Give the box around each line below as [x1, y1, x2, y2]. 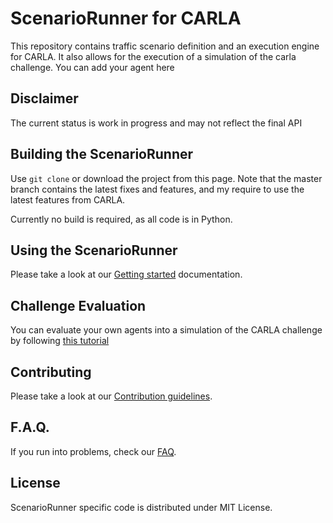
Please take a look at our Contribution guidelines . [10, 390, 213, 402]
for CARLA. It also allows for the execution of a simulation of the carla [10, 50, 297, 62]
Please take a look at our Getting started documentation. [10, 268, 243, 281]
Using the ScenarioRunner [10, 242, 178, 259]
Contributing [10, 363, 92, 381]
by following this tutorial [10, 335, 110, 347]
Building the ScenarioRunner [10, 146, 194, 163]
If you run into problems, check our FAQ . [10, 445, 177, 457]
